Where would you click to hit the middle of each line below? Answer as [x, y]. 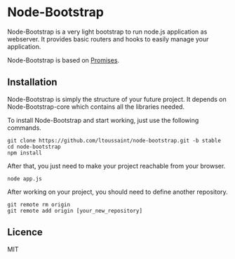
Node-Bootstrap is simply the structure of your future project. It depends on [117, 99]
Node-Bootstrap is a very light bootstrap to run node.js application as [107, 32]
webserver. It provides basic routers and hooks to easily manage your [108, 39]
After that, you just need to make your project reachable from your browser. [116, 166]
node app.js [25, 179]
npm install [25, 153]
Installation [32, 82]
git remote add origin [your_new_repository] [75, 211]
